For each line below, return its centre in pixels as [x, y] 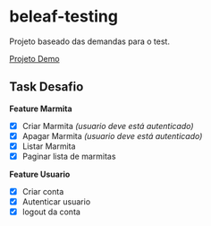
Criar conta [43, 191]
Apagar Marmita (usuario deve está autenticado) [112, 135]
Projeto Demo [34, 58]
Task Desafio [46, 87]
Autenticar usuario [56, 202]
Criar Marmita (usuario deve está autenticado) [108, 126]
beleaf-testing [64, 17]
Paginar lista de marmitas [69, 156]
